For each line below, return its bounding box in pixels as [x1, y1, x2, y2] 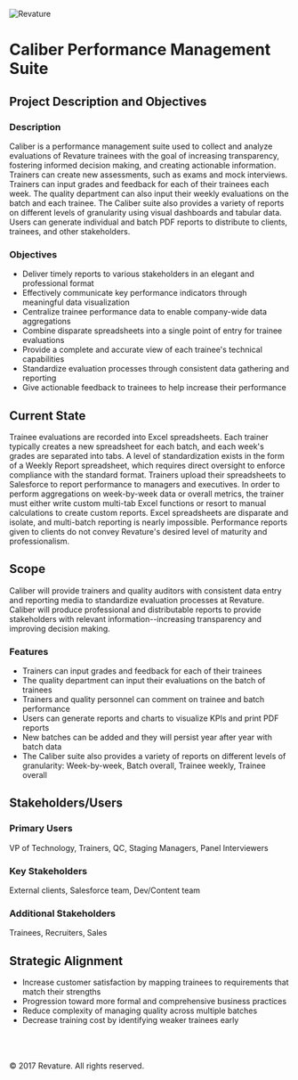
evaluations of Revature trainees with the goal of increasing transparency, [9, 150, 280, 160]
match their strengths [21, 986, 101, 997]
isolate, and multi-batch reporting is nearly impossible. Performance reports [9, 517, 287, 528]
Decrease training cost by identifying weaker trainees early [21, 1015, 239, 1026]
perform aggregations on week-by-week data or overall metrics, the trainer [9, 488, 285, 499]
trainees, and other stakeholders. [9, 225, 131, 236]
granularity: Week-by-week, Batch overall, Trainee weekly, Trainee [21, 760, 266, 771]
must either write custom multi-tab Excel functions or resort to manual [9, 497, 267, 508]
